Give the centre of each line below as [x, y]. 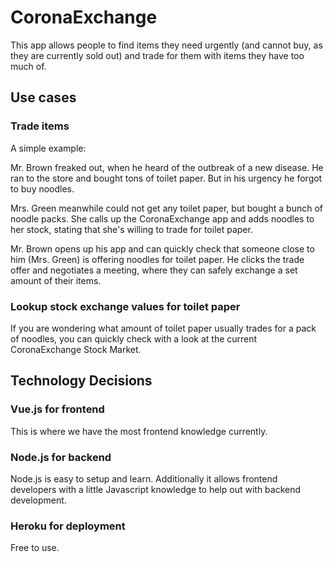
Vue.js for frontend [57, 409]
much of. [28, 66]
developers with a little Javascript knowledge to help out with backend [156, 489]
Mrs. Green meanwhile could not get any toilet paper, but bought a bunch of [167, 208]
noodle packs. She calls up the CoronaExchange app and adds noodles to [162, 218]
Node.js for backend [61, 457]
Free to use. [35, 548]
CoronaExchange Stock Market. [76, 349]
